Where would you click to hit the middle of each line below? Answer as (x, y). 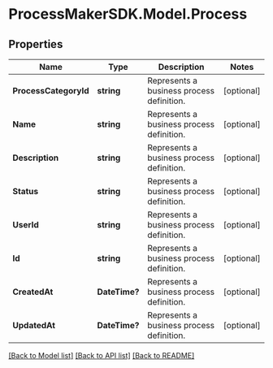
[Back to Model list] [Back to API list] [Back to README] (102, 355)
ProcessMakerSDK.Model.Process (128, 14)
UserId (26, 225)
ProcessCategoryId (51, 91)
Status (26, 191)
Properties (36, 44)
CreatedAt (33, 292)
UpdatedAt (34, 325)
